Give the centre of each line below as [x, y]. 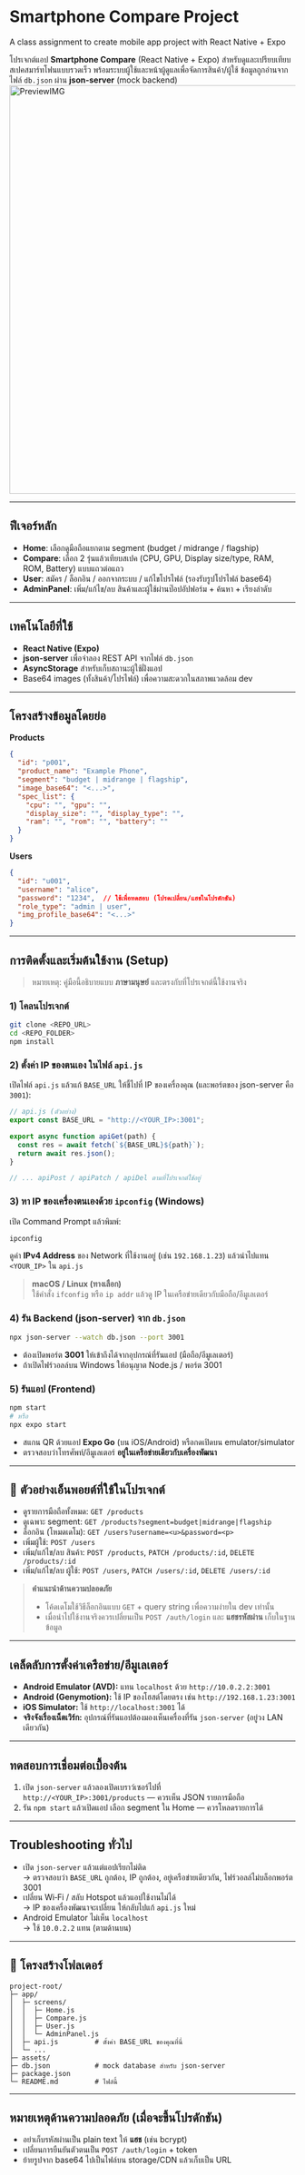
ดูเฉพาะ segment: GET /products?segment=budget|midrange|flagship [147, 1521]
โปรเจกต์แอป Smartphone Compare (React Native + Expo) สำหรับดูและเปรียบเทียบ [150, 59]
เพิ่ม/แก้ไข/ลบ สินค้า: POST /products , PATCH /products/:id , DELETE [138, 1552]
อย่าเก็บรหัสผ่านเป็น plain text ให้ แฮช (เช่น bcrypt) [105, 2140]
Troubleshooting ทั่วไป [71, 1845]
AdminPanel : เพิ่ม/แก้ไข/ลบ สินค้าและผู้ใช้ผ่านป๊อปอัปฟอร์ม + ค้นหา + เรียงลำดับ [147, 588]
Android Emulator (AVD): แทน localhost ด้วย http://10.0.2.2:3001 [146, 1687]
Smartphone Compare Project [124, 17]
